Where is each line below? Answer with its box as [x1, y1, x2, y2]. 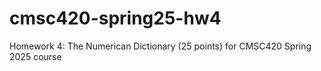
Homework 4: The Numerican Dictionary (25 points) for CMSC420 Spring [9, 40, 312, 52]
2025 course [9, 50, 62, 62]
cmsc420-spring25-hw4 [9, 7, 222, 30]
